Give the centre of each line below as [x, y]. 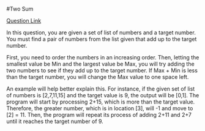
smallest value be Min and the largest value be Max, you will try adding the [100, 64]
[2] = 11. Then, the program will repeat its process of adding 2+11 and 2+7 [99, 115]
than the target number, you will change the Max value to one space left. [98, 77]
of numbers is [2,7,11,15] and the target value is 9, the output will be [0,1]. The [103, 95]
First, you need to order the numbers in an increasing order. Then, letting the [103, 57]
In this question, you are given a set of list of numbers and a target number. [101, 32]
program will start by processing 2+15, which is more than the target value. [101, 102]
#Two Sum [20, 9]
